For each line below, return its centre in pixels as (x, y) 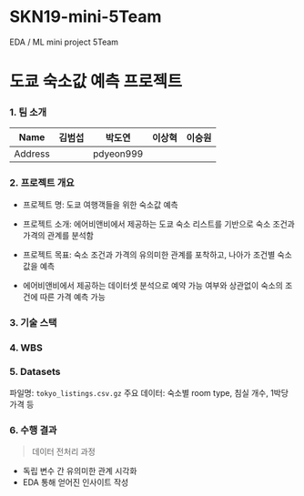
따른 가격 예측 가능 (73, 297)
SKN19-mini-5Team (86, 17)
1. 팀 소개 (28, 113)
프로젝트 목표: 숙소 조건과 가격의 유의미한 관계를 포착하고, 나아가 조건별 (149, 254)
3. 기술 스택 (33, 322)
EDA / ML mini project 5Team (64, 42)
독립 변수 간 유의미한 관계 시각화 (80, 471)
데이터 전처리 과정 (63, 451)
